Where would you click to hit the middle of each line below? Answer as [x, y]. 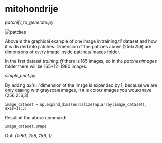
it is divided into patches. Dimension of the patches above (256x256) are [78, 46]
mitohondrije [32, 9]
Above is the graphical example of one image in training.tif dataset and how [81, 41]
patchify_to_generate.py [29, 22]
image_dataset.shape [26, 126]
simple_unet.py [20, 75]
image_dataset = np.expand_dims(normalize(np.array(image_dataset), [76, 104]
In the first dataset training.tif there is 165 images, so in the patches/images [81, 61]
